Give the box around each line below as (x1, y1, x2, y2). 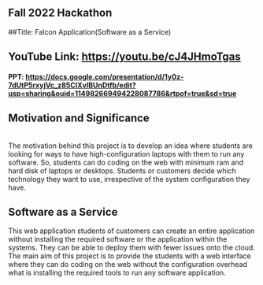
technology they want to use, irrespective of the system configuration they (8, 174, 250, 183)
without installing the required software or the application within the (8, 235, 228, 244)
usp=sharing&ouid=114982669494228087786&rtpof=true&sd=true (8, 88, 237, 98)
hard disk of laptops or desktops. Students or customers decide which (8, 165, 236, 176)
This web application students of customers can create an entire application (8, 226, 255, 235)
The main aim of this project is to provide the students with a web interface (8, 251, 251, 261)
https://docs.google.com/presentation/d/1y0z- (25, 72, 184, 81)
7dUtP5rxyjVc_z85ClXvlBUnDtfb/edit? (8, 80, 136, 90)
